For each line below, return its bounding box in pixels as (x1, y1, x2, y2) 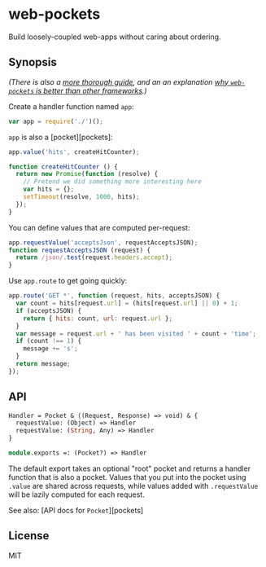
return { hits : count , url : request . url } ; (23, 314, 173, 323)
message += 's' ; (23, 345, 79, 353)
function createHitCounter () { (8, 162, 118, 171)
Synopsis (8, 55, 57, 69)
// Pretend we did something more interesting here (23, 178, 202, 186)
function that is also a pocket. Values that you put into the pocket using (8, 472, 246, 481)
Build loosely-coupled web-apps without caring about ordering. (8, 32, 221, 42)
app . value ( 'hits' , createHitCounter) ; (8, 147, 140, 156)
